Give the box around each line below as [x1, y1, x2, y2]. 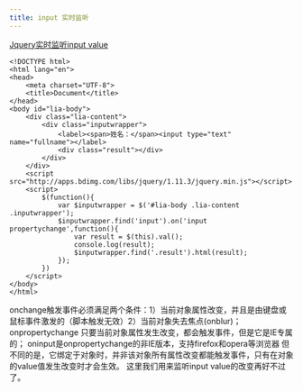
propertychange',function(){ [9, 224, 119, 233]
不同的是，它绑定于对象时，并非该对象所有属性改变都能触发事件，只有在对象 [9, 349, 294, 360]
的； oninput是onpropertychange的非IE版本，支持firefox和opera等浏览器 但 [9, 338, 290, 349]
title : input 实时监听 [9, 13, 89, 23]
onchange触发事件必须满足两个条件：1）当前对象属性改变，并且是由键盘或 [9, 304, 287, 315]
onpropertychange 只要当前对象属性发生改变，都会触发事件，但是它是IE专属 [9, 326, 293, 338]
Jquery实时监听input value [9, 39, 108, 50]
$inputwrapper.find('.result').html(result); [73, 248, 248, 257]
